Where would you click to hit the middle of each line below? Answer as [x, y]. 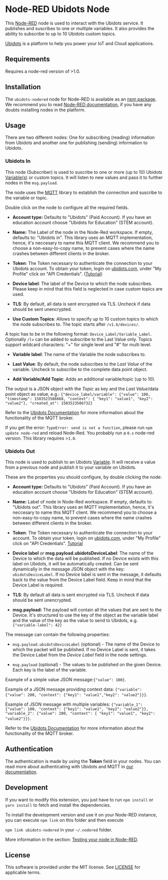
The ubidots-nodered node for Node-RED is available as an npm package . [81, 99]
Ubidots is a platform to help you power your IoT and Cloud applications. [79, 43]
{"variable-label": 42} [37, 625]
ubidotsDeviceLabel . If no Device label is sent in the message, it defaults [87, 574]
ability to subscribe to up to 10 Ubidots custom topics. [60, 34]
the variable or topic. [26, 198]
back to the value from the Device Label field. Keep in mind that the [82, 579]
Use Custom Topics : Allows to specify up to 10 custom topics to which [85, 319]
